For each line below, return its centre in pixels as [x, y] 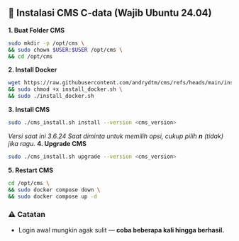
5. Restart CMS [31, 170]
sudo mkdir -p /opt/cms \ [46, 43]
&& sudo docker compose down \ [54, 190]
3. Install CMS [29, 110]
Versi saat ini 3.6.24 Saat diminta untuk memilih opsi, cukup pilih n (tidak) [116, 136]
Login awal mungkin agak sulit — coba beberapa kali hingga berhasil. [121, 230]
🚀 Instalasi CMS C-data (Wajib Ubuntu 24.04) [110, 13]
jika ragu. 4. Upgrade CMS [48, 143]
